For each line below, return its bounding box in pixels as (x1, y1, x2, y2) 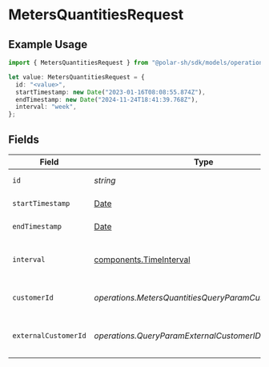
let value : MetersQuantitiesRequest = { (8, 73, 146, 81)
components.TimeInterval (94, 254, 191, 265)
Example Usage (8, 38, 88, 51)
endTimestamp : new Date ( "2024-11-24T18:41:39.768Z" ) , (15, 95, 199, 103)
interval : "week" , (15, 103, 78, 111)
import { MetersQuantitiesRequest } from (8, 58, 149, 67)
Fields (8, 132, 40, 146)
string (94, 175, 116, 186)
